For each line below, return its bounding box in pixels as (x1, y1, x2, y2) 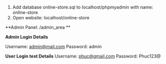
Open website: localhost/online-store (12, 15, 90, 20)
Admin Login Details (5, 34, 48, 40)
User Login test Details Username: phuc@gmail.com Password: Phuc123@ (5, 53, 161, 59)
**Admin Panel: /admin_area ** (5, 24, 71, 30)
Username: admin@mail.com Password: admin (5, 44, 102, 49)
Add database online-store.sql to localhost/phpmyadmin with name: (12, 4, 153, 10)
